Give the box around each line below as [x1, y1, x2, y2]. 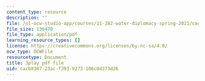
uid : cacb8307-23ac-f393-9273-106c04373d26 [6, 65, 119, 72]
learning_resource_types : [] [6, 37, 81, 43]
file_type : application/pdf [6, 32, 78, 38]
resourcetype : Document [6, 54, 67, 60]
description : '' [6, 15, 48, 21]
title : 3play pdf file [6, 60, 64, 66]
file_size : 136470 [6, 26, 53, 32]
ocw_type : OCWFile [6, 49, 53, 55]
